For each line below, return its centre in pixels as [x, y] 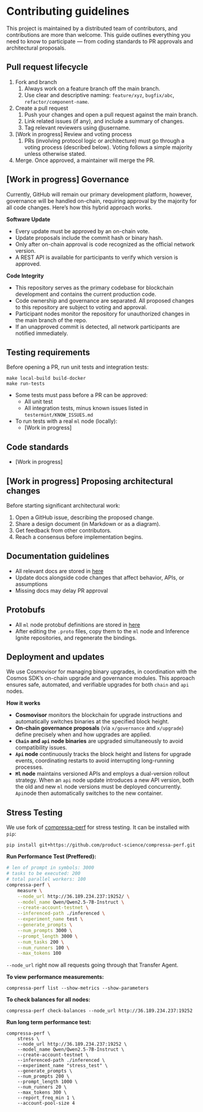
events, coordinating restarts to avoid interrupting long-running [94, 761]
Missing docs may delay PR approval [61, 590]
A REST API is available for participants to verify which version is [97, 257]
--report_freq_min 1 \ [46, 1098]
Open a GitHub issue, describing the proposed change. [85, 517]
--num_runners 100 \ [43, 948]
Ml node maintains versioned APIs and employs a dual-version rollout [102, 774]
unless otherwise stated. [55, 153]
